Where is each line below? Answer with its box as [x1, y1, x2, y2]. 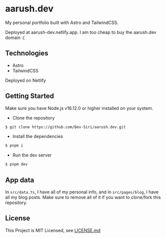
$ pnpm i [5, 143, 23, 148]
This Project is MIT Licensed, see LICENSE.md [5, 227, 101, 233]
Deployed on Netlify [5, 77, 46, 83]
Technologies [5, 49, 49, 57]
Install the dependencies [12, 133, 63, 139]
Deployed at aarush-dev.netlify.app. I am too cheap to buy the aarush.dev [5, 29, 157, 35]
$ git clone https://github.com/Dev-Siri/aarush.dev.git [5, 124, 126, 129]
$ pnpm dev [5, 162, 28, 167]
